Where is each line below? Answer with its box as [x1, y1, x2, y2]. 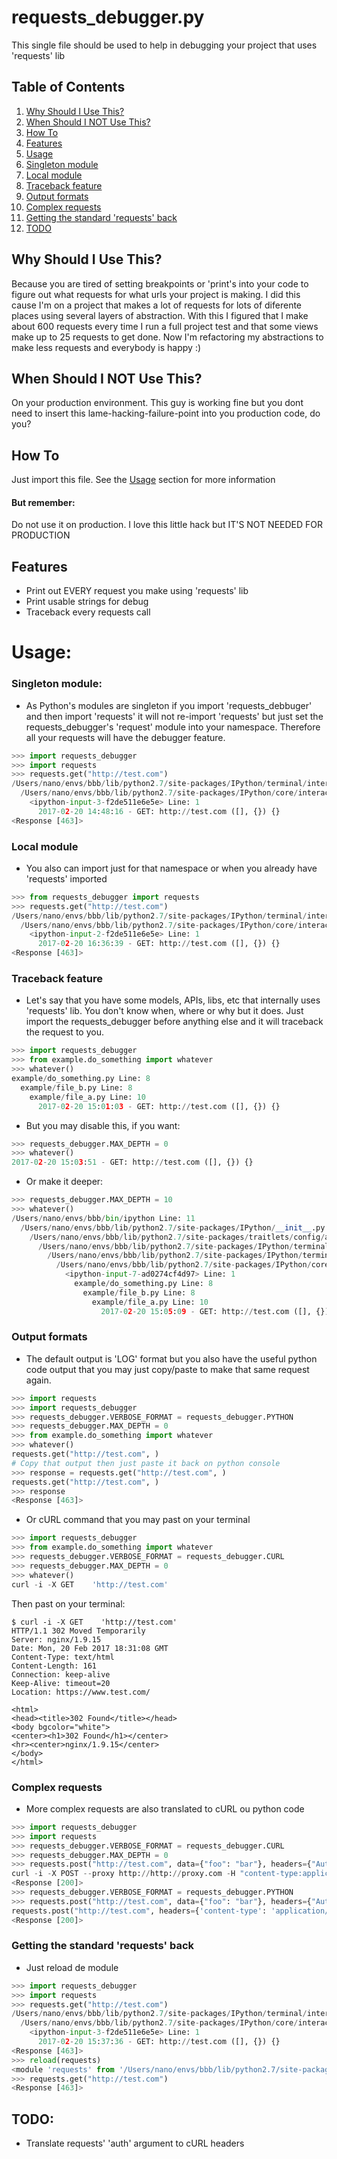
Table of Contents [11, 79, 126, 96]
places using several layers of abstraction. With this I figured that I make [11, 309, 309, 321]
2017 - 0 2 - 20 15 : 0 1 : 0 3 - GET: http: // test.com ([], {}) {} [37, 1101, 281, 1111]
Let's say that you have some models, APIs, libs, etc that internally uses [25, 994, 321, 1006]
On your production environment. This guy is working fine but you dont [11, 397, 304, 409]
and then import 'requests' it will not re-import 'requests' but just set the [25, 710, 324, 722]
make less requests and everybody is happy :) [11, 341, 202, 353]
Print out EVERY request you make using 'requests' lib [25, 585, 249, 597]
